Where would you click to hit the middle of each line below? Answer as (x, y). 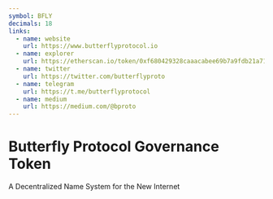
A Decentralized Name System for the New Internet (94, 187)
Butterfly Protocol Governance (114, 147)
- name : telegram (45, 84)
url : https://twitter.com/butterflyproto (94, 76)
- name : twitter (43, 69)
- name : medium (41, 99)
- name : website (43, 39)
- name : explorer (45, 54)
